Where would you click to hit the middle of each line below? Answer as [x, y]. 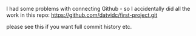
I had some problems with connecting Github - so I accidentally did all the [98, 9]
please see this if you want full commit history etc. [69, 27]
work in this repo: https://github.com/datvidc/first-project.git [82, 15]
